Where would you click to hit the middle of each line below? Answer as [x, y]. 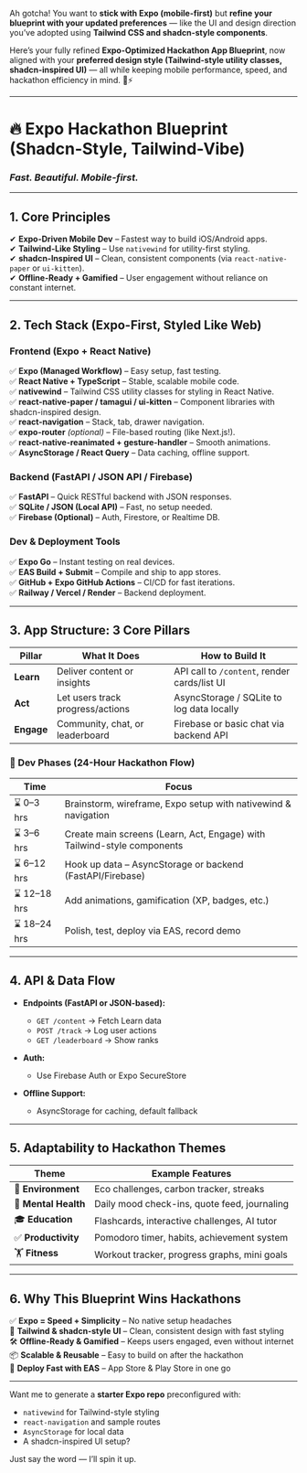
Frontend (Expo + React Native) [80, 351]
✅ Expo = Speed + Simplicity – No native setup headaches [121, 1321]
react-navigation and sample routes [92, 1422]
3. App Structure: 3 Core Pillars [100, 630]
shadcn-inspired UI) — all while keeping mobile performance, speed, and [148, 69]
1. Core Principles [60, 217]
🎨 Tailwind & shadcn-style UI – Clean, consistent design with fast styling [147, 1331]
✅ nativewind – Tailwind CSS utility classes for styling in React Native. [142, 391]
